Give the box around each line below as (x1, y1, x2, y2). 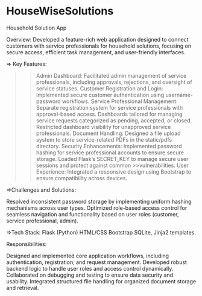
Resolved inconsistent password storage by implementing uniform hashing (6, 198, 192, 205)
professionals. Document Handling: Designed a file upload (36, 130, 181, 137)
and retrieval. (6, 284, 39, 291)
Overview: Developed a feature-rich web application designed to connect (6, 36, 189, 43)
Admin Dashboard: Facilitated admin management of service (36, 72, 187, 79)
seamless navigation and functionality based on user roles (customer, (6, 210, 179, 218)
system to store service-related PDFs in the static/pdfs (36, 136, 172, 143)
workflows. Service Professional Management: (62, 98, 178, 105)
